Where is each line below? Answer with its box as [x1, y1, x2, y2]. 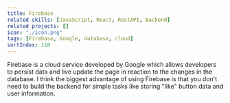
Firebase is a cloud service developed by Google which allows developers [7, 61, 217, 68]
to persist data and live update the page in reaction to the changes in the [7, 68, 213, 76]
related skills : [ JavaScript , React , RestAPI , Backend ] [7, 16, 170, 23]
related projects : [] [7, 23, 69, 29]
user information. [7, 89, 56, 98]
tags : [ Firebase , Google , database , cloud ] [7, 35, 134, 42]
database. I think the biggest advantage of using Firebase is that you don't [7, 75, 218, 83]
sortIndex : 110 [7, 42, 51, 48]
